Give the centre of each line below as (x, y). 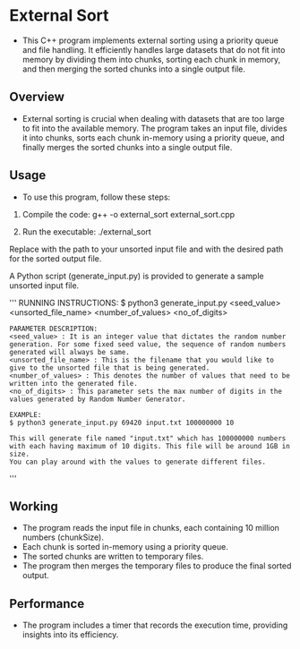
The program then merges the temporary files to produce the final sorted (157, 566)
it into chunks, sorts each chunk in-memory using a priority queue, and (153, 137)
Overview (37, 97)
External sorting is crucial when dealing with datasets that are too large (153, 118)
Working (34, 506)
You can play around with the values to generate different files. (138, 462)
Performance (47, 604)
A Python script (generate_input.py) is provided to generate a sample (137, 276)
